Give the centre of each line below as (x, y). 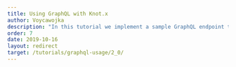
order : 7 (20, 33)
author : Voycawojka (36, 20)
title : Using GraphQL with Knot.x (58, 14)
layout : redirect (33, 46)
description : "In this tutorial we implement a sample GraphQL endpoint (116, 27)
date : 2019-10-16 (33, 40)
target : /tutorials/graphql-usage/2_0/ (66, 53)
